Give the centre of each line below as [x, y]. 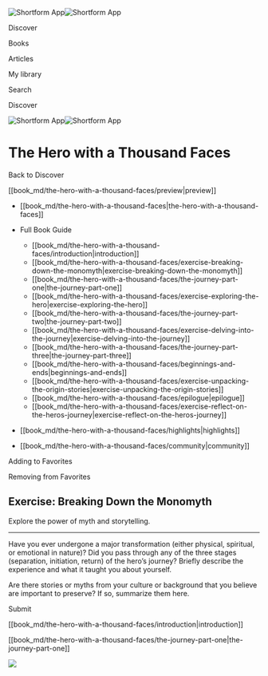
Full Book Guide [46, 229]
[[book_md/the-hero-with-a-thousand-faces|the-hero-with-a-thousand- [139, 206]
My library [25, 74]
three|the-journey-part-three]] [81, 355]
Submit [20, 609]
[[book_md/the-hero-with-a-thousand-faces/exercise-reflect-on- [139, 406]
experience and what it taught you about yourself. [90, 569]
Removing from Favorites [49, 476]
